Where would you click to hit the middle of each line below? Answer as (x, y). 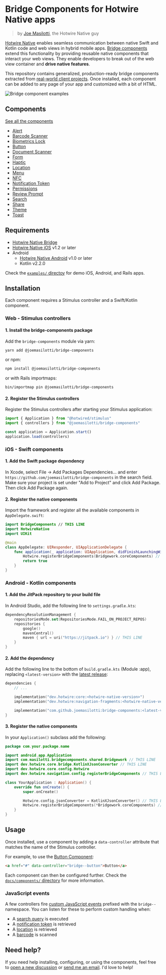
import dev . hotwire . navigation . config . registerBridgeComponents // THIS (82, 774)
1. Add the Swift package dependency (45, 461)
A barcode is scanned (35, 935)
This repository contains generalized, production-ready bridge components (82, 73)
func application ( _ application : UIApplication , (65, 552)
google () (32, 628)
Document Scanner (32, 151)
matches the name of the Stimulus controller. (51, 847)
